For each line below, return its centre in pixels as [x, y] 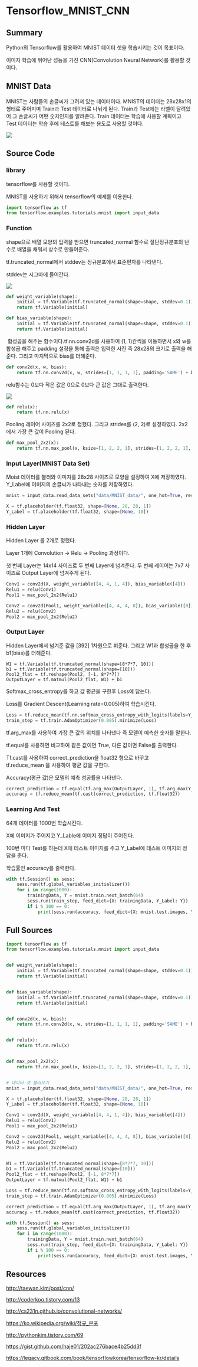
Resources [26, 1274]
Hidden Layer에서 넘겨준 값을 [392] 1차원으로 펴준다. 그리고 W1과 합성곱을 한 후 [99, 645]
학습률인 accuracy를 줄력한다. [41, 868]
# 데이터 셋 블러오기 [28, 1083]
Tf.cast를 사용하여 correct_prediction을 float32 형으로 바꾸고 [77, 757]
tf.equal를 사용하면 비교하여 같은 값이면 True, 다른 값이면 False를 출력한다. [92, 745]
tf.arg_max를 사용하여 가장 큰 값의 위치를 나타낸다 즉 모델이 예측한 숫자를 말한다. [99, 732]
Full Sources [29, 931]
